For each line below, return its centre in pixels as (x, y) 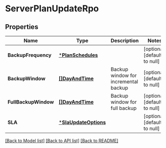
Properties (22, 27)
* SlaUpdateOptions (82, 122)
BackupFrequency (30, 55)
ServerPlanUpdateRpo (52, 9)
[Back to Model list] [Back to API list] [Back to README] (62, 141)
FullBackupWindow (31, 102)
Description (125, 41)
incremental (124, 82)
